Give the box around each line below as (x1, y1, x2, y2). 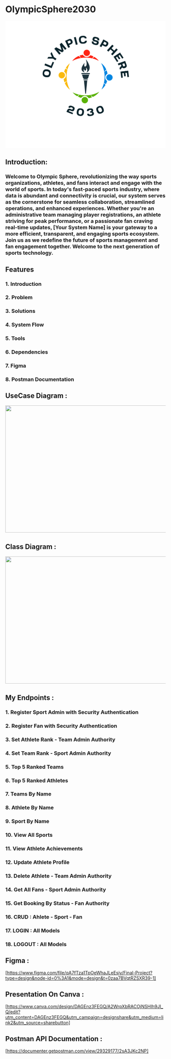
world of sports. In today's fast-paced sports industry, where (5, 186, 160, 193)
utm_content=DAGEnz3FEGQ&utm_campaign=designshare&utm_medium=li (5, 1014, 164, 1020)
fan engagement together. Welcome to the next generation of (5, 243, 160, 250)
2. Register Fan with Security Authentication (5, 722, 118, 729)
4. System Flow (5, 321, 44, 329)
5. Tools (5, 335, 25, 342)
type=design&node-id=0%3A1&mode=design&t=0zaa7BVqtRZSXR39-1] (5, 975, 156, 981)
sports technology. (5, 249, 53, 256)
